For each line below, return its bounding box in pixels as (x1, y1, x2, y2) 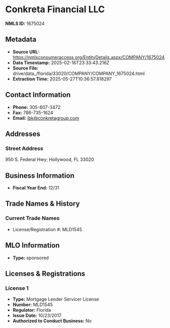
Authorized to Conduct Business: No (12, 318, 92, 324)
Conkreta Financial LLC (5, 4, 105, 15)
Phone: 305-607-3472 (12, 104, 61, 110)
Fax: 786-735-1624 (12, 110, 53, 116)
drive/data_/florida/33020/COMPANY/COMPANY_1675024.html (12, 70, 145, 76)
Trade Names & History (5, 200, 80, 208)
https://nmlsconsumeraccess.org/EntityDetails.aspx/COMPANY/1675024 (12, 54, 165, 60)
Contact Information (5, 91, 71, 99)
